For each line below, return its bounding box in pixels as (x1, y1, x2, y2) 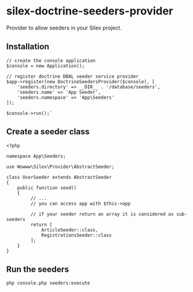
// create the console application (6, 57, 96, 64)
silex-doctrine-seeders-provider (6, 4, 174, 18)
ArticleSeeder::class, (41, 227, 98, 233)
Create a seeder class (6, 126, 90, 137)
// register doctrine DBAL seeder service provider (6, 73, 139, 79)
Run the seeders (6, 264, 69, 275)
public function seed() (17, 185, 77, 191)
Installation (6, 42, 49, 52)
